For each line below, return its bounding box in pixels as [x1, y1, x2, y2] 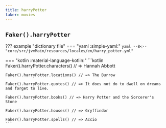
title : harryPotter [5, 7, 47, 13]
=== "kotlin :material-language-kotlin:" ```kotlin [5, 57, 104, 63]
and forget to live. [5, 86, 50, 91]
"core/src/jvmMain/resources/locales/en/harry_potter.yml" [5, 49, 134, 54]
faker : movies [5, 12, 36, 17]
